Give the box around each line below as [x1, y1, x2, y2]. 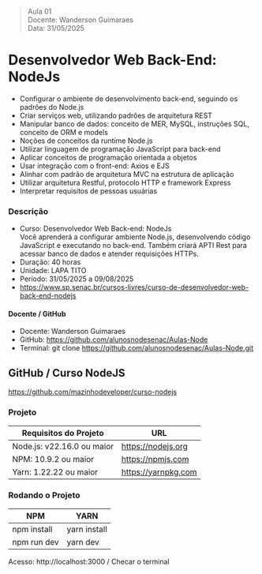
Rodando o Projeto [8, 490, 80, 501]
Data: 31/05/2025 [27, 24, 85, 32]
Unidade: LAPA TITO [19, 266, 87, 276]
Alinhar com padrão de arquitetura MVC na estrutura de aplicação [19, 169, 234, 178]
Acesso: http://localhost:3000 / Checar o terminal [8, 557, 170, 566]
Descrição [8, 205, 49, 216]
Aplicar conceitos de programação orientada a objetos [19, 152, 197, 162]
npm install [12, 523, 53, 535]
